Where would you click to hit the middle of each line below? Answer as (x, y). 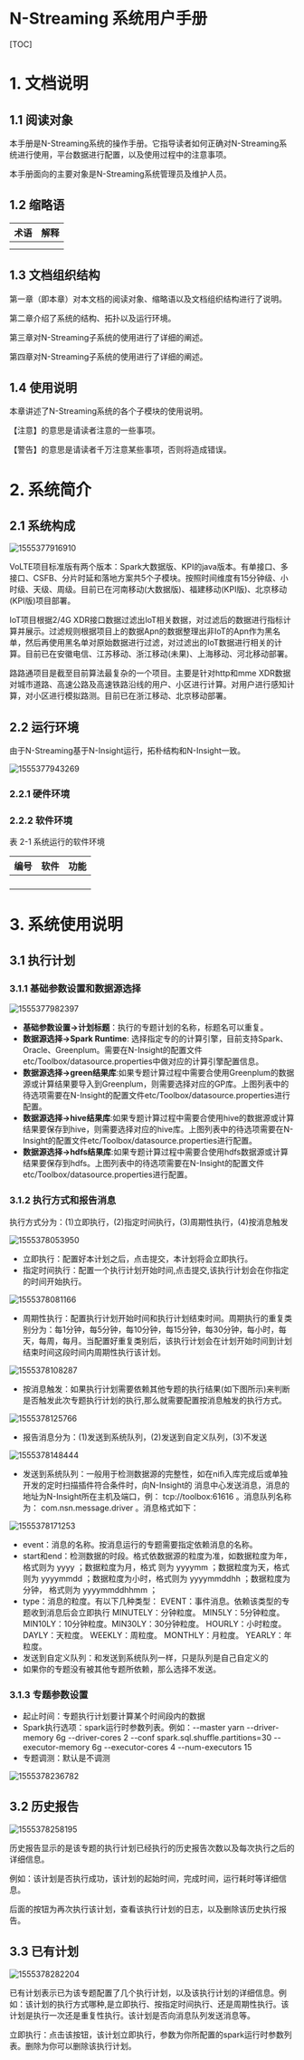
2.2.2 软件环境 (41, 820)
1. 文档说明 (49, 84)
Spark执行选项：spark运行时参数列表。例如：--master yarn (133, 1727)
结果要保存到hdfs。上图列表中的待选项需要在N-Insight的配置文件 (143, 1164)
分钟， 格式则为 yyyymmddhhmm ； (90, 1589)
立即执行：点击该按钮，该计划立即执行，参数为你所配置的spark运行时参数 (147, 2035)
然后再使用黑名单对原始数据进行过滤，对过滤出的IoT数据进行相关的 (150, 643)
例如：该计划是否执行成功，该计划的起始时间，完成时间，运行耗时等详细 (144, 1878)
